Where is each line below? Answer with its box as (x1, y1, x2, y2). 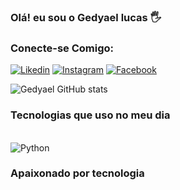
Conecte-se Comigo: (10, 41, 115, 55)
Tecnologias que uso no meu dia (10, 108, 171, 122)
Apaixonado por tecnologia (10, 166, 145, 180)
